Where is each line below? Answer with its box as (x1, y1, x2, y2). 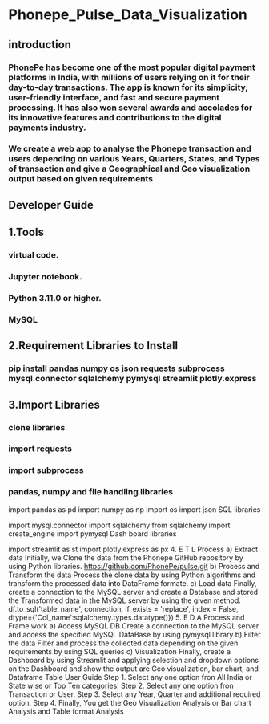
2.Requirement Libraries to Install (8, 339, 179, 352)
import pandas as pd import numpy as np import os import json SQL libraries (8, 504, 261, 515)
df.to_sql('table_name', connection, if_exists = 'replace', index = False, (8, 604, 239, 613)
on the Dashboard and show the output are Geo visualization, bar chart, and (8, 664, 259, 673)
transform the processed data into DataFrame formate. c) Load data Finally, (8, 578, 257, 588)
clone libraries (8, 421, 66, 433)
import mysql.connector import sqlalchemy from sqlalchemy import (8, 520, 231, 530)
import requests (8, 443, 73, 454)
